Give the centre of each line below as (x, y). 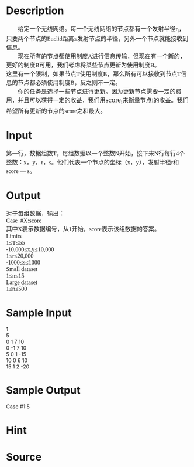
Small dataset (22, 269)
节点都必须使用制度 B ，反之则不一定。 (70, 83)
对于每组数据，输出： (36, 214)
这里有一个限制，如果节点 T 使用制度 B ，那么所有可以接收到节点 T (93, 74)
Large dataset (22, 282)
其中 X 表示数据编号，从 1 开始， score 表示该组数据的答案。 (83, 229)
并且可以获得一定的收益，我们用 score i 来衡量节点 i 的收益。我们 (103, 101)
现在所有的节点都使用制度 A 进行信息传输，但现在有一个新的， (102, 56)
